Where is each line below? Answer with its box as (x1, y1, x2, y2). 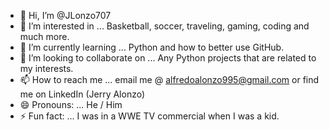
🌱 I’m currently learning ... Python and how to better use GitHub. (19, 41, 285, 53)
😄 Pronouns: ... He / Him (19, 99, 123, 110)
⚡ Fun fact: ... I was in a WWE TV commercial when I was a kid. (19, 110, 280, 122)
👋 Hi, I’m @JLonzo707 (19, 10, 112, 21)
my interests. (19, 63, 74, 74)
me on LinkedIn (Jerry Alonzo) (19, 88, 146, 100)
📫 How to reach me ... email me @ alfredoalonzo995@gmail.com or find (19, 74, 320, 85)
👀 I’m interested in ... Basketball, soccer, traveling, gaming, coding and (19, 20, 310, 32)
